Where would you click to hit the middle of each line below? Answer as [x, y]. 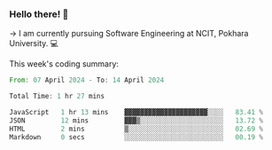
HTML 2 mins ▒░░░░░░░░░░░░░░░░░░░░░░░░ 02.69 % [136, 129]
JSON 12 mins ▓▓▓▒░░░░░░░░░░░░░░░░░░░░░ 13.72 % [136, 120]
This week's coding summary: [64, 64]
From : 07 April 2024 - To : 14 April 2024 [87, 80]
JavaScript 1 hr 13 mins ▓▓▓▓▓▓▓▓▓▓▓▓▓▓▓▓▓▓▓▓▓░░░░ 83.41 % [136, 113]
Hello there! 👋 [39, 14]
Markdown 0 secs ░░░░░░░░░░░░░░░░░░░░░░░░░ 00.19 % [136, 137]
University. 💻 [34, 43]
